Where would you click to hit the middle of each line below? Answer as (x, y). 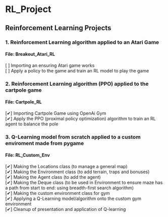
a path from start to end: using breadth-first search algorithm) (70, 188)
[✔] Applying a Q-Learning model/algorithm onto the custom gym (73, 198)
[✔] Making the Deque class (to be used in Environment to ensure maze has (84, 182)
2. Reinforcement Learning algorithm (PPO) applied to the (77, 84)
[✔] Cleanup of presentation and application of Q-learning (66, 209)
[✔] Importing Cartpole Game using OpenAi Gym (56, 113)
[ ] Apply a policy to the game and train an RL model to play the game (77, 70)
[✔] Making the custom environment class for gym (58, 193)
